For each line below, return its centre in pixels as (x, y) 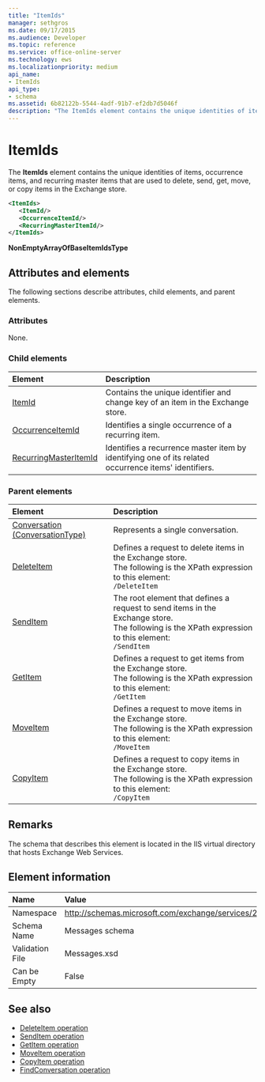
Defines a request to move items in (177, 709)
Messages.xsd (91, 953)
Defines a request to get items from (179, 659)
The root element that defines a (172, 598)
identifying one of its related (157, 457)
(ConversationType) (49, 535)
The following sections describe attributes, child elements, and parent (121, 292)
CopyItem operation (52, 1061)
